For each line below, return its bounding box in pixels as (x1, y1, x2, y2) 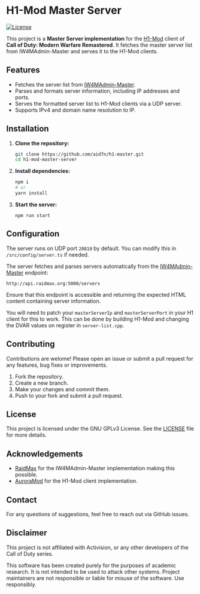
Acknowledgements (6, 449, 83, 459)
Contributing (6, 339, 55, 349)
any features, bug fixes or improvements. (6, 361, 108, 368)
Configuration (6, 229, 60, 239)
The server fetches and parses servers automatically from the (6, 263, 159, 270)
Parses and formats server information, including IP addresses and (14, 87, 180, 95)
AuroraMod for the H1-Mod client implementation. (14, 477, 138, 485)
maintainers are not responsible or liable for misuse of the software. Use (6, 574, 184, 581)
